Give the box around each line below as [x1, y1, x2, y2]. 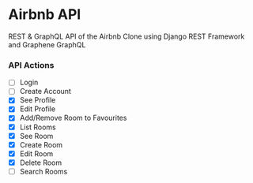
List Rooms [19, 122, 57, 132]
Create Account [19, 87, 71, 96]
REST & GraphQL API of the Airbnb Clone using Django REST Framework [8, 32, 245, 41]
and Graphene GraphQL [8, 39, 86, 49]
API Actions [8, 59, 55, 70]
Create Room [19, 140, 63, 149]
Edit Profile [19, 104, 56, 114]
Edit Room [19, 148, 54, 159]
